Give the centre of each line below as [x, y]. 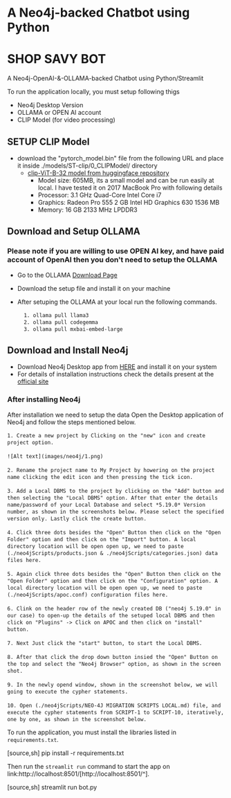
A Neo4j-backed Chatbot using [99, 13]
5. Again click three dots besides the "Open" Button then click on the [114, 574]
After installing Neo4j [44, 399]
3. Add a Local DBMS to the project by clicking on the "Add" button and [116, 491]
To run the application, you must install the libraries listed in [92, 732]
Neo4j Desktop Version [50, 105]
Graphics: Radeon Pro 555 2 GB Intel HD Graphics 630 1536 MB [129, 202]
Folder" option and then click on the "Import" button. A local [102, 539]
